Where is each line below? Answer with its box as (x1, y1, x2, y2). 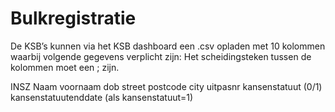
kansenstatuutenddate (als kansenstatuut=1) (10, 91, 194, 103)
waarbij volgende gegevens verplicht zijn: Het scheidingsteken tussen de (10, 50, 312, 62)
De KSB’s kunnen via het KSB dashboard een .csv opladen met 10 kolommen (10, 40, 326, 52)
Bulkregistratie (10, 7, 137, 30)
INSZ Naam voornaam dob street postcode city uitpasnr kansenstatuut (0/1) (10, 80, 323, 92)
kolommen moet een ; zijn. (10, 61, 120, 73)
